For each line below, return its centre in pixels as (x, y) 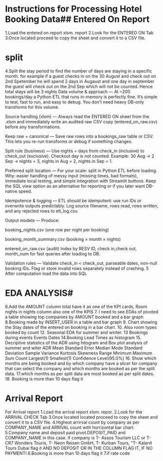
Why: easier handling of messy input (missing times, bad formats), (72, 175)
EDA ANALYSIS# (39, 293)
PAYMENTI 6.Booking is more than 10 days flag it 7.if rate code (68, 453)
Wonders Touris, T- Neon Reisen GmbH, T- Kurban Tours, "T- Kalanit (83, 443)
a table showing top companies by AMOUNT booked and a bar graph (74, 317)
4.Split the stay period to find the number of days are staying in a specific (79, 71)
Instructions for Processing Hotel (73, 9)
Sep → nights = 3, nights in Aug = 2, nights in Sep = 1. (59, 161)
